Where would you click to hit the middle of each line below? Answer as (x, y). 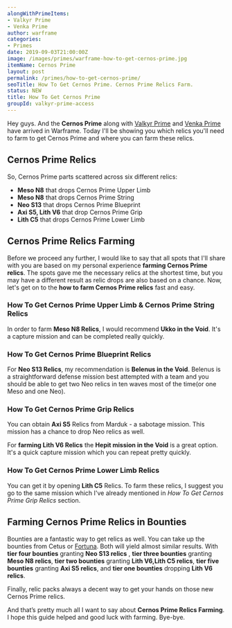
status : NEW (24, 91)
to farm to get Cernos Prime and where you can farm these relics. (101, 138)
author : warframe (32, 33)
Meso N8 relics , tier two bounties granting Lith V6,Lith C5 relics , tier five (113, 561)
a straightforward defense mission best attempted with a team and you (108, 377)
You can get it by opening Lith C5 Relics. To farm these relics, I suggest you (115, 485)
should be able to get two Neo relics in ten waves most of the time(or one (112, 384)
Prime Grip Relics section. (44, 500)
